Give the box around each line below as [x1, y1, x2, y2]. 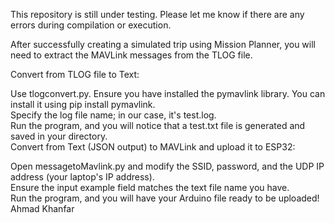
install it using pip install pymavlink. [10, 99, 156, 110]
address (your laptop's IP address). [10, 171, 155, 183]
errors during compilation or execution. [10, 19, 172, 31]
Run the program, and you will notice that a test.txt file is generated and [10, 120, 306, 131]
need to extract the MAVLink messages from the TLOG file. [10, 49, 253, 61]
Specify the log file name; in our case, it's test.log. [10, 109, 217, 121]
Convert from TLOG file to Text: [10, 69, 140, 80]
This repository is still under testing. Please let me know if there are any [10, 9, 305, 20]
